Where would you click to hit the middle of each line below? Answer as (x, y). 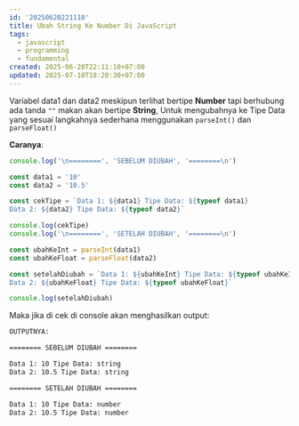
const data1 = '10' (45, 177)
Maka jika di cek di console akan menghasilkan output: (109, 316)
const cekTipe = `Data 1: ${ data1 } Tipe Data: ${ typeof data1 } (129, 201)
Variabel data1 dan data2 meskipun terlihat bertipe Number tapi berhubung (147, 100)
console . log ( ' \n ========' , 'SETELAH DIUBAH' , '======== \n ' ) (123, 234)
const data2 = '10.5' (49, 185)
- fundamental (43, 59)
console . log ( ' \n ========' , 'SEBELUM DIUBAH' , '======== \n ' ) (123, 161)
